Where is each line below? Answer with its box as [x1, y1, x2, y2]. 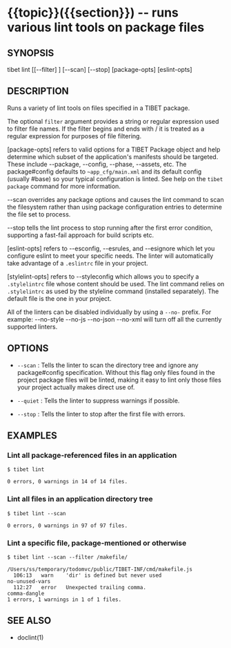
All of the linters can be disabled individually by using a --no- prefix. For [7, 308, 212, 316]
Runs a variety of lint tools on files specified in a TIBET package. [7, 104, 190, 112]
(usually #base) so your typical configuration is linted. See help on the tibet [7, 174, 223, 183]
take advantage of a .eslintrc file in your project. [7, 259, 148, 267]
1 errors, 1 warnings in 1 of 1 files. [7, 596, 122, 603]
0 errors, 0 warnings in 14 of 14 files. [7, 479, 128, 485]
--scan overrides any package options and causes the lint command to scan [7, 195, 224, 203]
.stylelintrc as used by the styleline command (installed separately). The [7, 287, 219, 295]
